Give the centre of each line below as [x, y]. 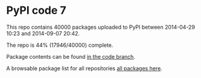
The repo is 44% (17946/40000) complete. [60, 45]
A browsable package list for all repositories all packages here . [85, 68]
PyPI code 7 [36, 10]
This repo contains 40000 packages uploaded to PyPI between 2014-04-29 [101, 27]
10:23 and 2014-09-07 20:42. [43, 33]
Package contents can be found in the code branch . [71, 56]
